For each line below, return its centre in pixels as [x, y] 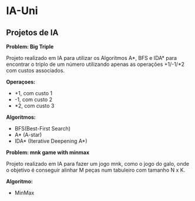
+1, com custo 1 [33, 93]
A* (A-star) [28, 135]
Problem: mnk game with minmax [48, 152]
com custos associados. [36, 71]
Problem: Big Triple [30, 46]
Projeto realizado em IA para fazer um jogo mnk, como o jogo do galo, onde [98, 164]
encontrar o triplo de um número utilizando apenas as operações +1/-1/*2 [95, 64]
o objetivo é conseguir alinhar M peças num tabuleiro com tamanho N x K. [96, 170]
